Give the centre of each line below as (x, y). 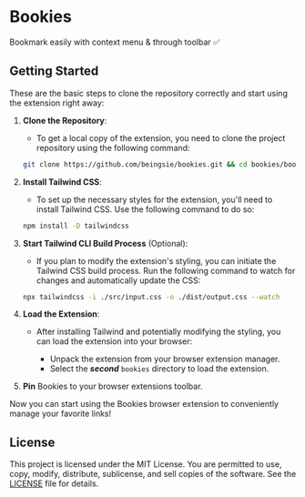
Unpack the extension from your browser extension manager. (165, 359)
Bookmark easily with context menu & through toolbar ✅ (115, 42)
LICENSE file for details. (54, 483)
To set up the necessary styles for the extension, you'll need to (154, 199)
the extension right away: (57, 103)
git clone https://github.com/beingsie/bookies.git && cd (135, 164)
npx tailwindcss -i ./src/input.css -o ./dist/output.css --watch (151, 297)
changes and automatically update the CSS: (118, 280)
